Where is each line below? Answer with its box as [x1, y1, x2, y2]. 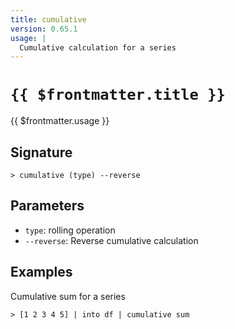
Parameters [10, 197, 85, 215]
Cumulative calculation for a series [19, 42, 177, 53]
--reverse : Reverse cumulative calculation [24, 234, 199, 246]
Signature [10, 144, 73, 161]
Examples [10, 264, 73, 281]
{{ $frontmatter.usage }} [10, 115, 110, 127]
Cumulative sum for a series [10, 290, 126, 302]
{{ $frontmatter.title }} [10, 86, 226, 105]
